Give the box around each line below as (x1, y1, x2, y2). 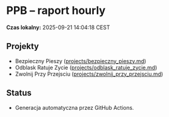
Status (6, 88, 32, 98)
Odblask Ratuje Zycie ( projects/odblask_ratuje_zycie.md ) (15, 64, 157, 71)
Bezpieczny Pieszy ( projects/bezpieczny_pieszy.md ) (15, 57, 147, 64)
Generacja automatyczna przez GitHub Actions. (15, 104, 134, 111)
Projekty (6, 41, 39, 52)
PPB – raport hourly (6, 4, 106, 18)
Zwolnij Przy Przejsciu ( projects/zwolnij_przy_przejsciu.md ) (15, 70, 164, 78)
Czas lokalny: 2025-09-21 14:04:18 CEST (6, 24, 110, 31)
